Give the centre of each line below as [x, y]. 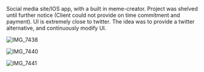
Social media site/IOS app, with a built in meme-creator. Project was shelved [102, 9]
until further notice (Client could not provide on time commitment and [93, 15]
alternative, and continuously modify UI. [56, 28]
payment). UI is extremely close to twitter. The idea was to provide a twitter [100, 21]
